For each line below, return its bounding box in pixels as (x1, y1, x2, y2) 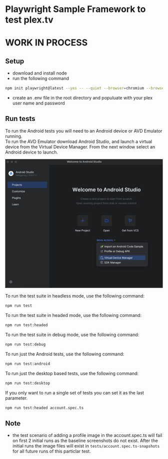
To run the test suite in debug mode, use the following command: (5, 331, 139, 338)
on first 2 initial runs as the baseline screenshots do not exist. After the (12, 437, 158, 443)
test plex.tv (5, 14, 53, 25)
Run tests (5, 114, 35, 123)
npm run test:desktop (5, 380, 50, 385)
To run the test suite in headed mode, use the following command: (5, 312, 141, 318)
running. (5, 133, 22, 139)
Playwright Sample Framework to (5, 3, 146, 15)
